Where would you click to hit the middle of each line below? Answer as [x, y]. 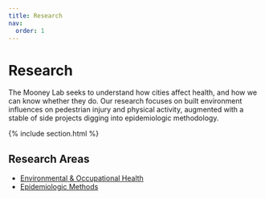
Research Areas [49, 158]
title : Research [35, 16]
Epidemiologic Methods [59, 187]
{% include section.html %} [54, 134]
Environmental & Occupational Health [82, 178]
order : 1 [30, 30]
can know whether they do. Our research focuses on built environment [125, 101]
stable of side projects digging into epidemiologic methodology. [114, 118]
